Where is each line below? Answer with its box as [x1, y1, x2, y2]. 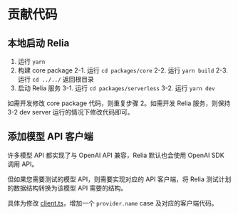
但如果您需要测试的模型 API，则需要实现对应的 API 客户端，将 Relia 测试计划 [7, 175, 232, 183]
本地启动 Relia [7, 37, 70, 49]
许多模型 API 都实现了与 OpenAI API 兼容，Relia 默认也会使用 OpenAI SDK [7, 151, 224, 159]
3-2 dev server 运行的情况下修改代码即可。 [7, 108, 134, 116]
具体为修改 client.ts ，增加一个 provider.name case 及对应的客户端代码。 [7, 198, 219, 207]
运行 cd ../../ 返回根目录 [17, 75, 95, 83]
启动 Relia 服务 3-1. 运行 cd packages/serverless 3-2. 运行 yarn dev [17, 84, 215, 92]
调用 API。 [7, 159, 38, 168]
